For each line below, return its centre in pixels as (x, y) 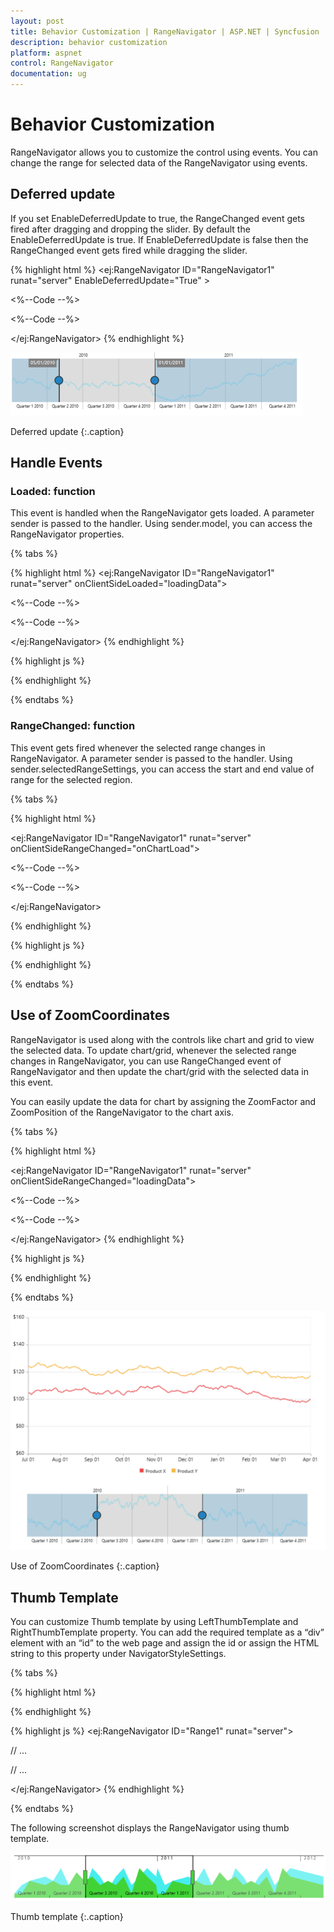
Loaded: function (53, 492)
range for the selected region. (71, 779)
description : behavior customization (89, 42)
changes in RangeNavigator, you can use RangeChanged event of (146, 1061)
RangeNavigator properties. (67, 534)
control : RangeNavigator (62, 63)
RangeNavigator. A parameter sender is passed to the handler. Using (151, 758)
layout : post (37, 21)
